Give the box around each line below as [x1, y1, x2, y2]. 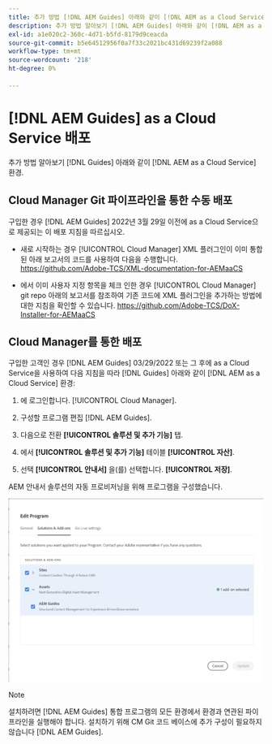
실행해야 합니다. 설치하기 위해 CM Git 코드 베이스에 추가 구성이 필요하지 [36, 717, 262, 727]
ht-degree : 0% [8, 65, 57, 73]
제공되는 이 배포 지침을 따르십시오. [16, 227, 125, 236]
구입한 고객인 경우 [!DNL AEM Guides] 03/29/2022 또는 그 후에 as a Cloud [8, 358, 249, 368]
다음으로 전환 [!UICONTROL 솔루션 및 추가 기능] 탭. [19, 430, 184, 440]
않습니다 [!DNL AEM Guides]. [8, 727, 104, 737]
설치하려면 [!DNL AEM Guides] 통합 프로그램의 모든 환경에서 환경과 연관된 [8, 707, 244, 716]
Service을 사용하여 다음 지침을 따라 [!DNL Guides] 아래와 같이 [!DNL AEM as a [8, 368, 261, 378]
